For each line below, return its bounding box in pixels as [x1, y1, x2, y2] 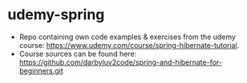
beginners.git [18, 65, 63, 75]
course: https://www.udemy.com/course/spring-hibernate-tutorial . [18, 40, 240, 49]
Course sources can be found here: [18, 49, 137, 58]
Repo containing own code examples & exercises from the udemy [18, 32, 236, 41]
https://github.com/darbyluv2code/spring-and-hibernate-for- [18, 57, 222, 67]
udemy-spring [7, 6, 105, 24]
